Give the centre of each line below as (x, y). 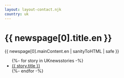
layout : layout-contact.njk (33, 9)
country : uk (17, 14)
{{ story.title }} (26, 66)
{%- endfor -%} (27, 71)
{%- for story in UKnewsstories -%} (47, 61)
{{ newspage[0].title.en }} (58, 38)
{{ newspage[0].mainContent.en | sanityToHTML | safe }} (62, 51)
